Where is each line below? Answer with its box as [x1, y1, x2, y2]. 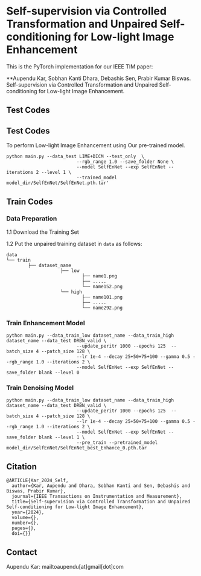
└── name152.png [81, 283, 123, 290]
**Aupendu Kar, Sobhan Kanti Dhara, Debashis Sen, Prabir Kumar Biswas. [6, 74, 191, 82]
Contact [6, 547, 37, 557]
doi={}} [11, 531, 31, 537]
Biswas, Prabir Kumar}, [6, 488, 66, 494]
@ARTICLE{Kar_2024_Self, [6, 477, 69, 484]
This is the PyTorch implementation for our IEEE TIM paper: [6, 62, 153, 70]
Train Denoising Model [6, 383, 74, 392]
